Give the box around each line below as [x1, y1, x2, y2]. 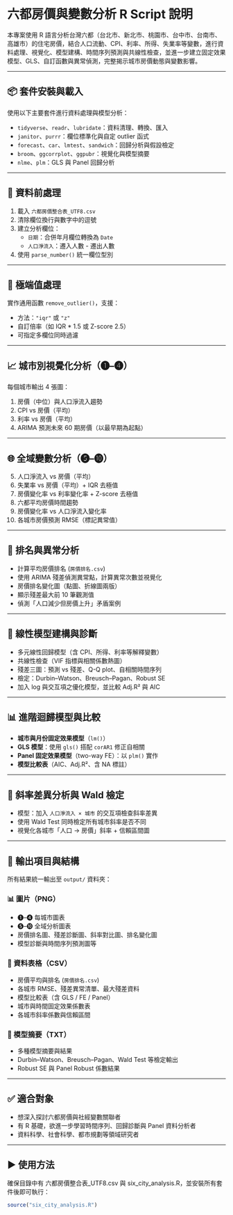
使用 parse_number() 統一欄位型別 [17, 250, 113, 258]
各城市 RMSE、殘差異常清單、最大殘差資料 [17, 984, 140, 992]
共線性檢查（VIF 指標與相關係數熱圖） [17, 656, 126, 665]
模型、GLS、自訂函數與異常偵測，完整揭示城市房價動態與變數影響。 [7, 56, 202, 65]
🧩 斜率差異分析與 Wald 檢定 [7, 789, 125, 801]
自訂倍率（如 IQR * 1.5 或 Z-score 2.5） [17, 322, 130, 331]
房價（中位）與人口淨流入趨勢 [17, 397, 103, 406]
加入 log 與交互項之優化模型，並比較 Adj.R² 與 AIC [17, 683, 161, 691]
